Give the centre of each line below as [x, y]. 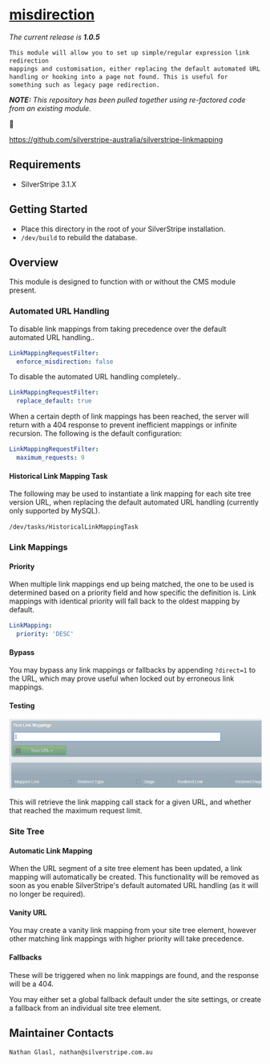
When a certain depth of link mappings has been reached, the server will [129, 416]
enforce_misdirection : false [65, 362]
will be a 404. [32, 984]
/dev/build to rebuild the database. [79, 237]
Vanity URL [28, 912]
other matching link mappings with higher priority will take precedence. [127, 939]
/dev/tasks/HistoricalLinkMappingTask [74, 527]
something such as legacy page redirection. [85, 85]
